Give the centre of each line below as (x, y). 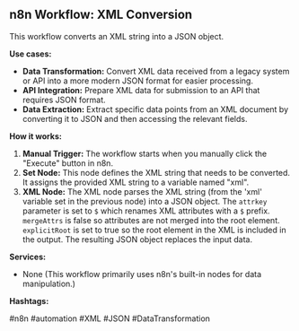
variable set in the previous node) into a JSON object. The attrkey (145, 201)
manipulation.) (49, 283)
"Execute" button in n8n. (68, 163)
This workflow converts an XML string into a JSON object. (117, 36)
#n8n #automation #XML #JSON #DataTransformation (110, 318)
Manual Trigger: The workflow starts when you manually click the (145, 153)
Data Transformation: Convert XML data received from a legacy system (156, 71)
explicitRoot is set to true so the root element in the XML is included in (154, 230)
